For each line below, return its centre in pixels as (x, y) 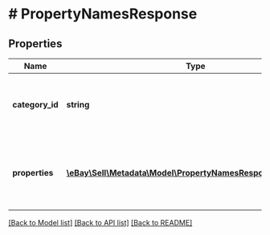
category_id (35, 105)
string (78, 105)
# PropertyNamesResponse (103, 14)
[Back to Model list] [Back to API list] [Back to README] (100, 223)
